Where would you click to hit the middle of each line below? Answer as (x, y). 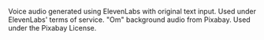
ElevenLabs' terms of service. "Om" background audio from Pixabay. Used (129, 20)
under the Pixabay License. (52, 28)
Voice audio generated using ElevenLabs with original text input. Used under (132, 11)
